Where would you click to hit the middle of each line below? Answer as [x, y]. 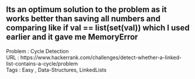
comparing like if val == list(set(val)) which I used [98, 28]
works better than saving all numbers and [83, 19]
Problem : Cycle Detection [37, 51]
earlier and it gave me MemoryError [72, 37]
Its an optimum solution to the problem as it [86, 10]
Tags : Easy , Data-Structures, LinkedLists [56, 70]
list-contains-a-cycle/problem [42, 63]
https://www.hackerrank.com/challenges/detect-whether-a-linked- [101, 57]
